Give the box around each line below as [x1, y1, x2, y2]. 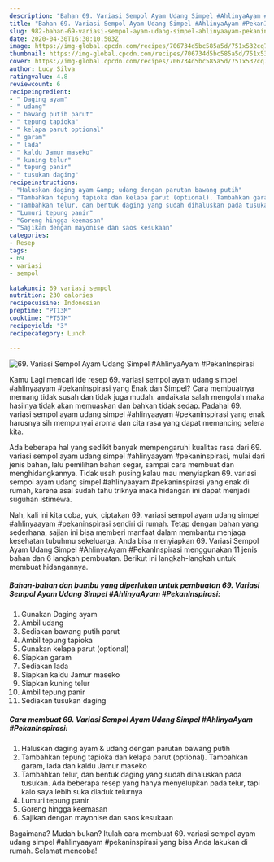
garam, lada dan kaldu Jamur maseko [20, 761, 147, 771]
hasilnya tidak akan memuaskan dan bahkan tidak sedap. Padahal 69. [9, 400, 242, 410]
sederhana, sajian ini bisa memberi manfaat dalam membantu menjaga [9, 527, 246, 537]
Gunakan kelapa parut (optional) [20, 644, 129, 654]
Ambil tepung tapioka [20, 636, 93, 645]
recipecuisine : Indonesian [9, 299, 101, 308]
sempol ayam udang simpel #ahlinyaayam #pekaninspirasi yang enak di [9, 477, 250, 487]
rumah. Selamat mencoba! [9, 846, 98, 855]
